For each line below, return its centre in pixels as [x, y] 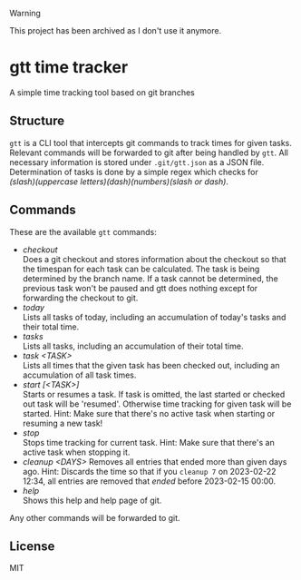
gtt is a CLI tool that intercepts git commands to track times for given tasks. [150, 143]
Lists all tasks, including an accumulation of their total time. [133, 346]
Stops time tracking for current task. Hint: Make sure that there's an [148, 442]
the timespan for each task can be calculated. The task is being [141, 269]
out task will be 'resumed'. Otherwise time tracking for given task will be [157, 404]
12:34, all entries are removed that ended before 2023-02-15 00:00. [149, 481]
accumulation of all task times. [79, 375]
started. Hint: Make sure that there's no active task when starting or [149, 413]
